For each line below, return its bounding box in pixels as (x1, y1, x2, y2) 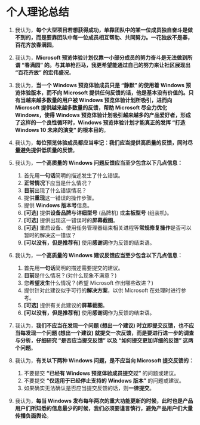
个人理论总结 (6, 5, 70, 19)
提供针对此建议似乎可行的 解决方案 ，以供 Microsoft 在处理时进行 (23, 287, 181, 294)
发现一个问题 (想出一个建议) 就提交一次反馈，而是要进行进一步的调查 (25, 329, 194, 336)
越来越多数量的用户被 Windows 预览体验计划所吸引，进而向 (25, 96, 173, 103)
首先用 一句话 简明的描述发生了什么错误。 (23, 171, 124, 179)
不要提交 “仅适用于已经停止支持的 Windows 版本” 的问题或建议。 (23, 377, 185, 384)
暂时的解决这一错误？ (23, 231, 76, 239)
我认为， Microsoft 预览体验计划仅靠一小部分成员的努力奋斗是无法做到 (14, 54, 187, 61)
